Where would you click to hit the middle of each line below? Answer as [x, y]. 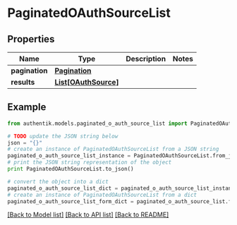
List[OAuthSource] [87, 82]
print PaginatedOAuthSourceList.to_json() [71, 169]
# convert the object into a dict [58, 181]
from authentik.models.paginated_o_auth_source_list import [98, 123]
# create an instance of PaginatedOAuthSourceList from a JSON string [113, 150]
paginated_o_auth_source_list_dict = [63, 188]
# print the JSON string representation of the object [90, 163]
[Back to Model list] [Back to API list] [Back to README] [88, 215]
